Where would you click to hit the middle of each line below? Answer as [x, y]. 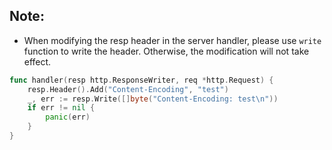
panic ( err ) [68, 117]
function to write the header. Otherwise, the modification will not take [166, 51]
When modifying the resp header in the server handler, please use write [172, 40]
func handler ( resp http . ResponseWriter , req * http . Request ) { [141, 80]
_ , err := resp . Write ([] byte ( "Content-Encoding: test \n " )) [153, 99]
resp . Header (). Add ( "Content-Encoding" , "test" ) [128, 89]
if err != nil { [61, 108]
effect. [37, 61]
